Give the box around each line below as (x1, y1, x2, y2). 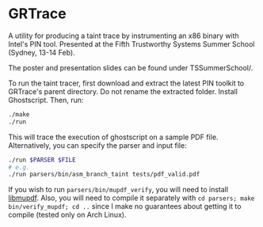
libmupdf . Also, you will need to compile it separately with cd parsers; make (8, 193, 255, 202)
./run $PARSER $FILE (8, 156, 77, 164)
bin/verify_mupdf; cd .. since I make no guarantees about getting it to (8, 202, 242, 211)
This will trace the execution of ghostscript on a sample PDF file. (8, 132, 219, 142)
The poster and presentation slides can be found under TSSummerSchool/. (8, 62, 253, 72)
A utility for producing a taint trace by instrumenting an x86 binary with (8, 31, 239, 40)
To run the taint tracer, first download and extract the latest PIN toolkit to (8, 78, 244, 88)
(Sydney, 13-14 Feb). (8, 47, 75, 57)
